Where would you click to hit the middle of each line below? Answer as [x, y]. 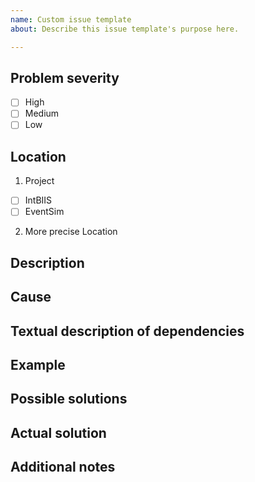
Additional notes [63, 467]
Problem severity [65, 77]
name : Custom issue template [71, 19]
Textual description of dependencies [127, 331]
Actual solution [58, 432]
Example [38, 365]
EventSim [44, 212]
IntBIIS [38, 200]
